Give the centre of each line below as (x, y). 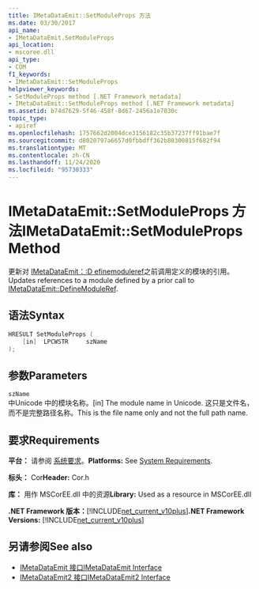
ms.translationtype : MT (47, 148)
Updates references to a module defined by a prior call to (101, 280)
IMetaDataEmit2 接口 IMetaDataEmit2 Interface (95, 577)
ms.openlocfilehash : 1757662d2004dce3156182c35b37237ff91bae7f (114, 133)
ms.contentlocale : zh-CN (49, 155)
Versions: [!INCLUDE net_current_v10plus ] (76, 520)
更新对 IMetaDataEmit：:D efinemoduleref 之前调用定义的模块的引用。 (121, 271)
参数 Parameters (48, 375)
